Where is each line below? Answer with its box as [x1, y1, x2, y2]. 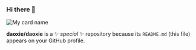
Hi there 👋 [6, 5, 36, 14]
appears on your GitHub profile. [6, 37, 85, 44]
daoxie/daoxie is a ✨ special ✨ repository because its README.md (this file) [6, 30, 191, 37]
